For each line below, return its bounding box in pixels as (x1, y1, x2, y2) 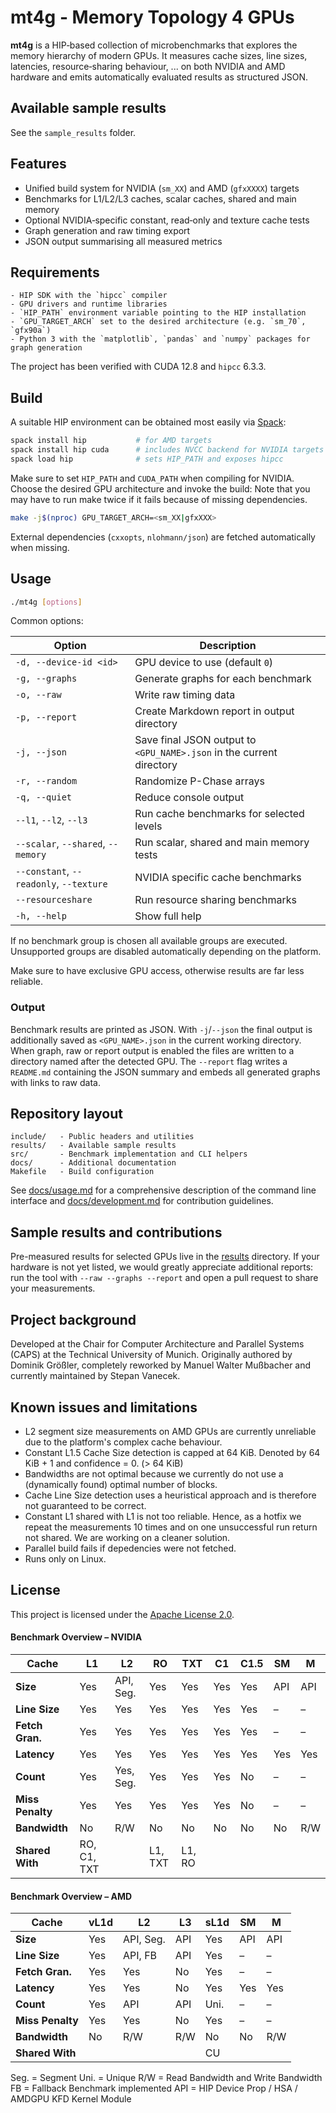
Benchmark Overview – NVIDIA (10, 1631, 143, 1643)
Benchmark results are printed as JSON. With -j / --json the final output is (10, 1023, 313, 1035)
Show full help (134, 909, 202, 923)
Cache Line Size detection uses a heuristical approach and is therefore (24, 1489, 317, 1501)
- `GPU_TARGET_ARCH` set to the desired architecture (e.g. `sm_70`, (10, 317, 307, 327)
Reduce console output (134, 791, 245, 805)
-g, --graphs (15, 673, 78, 685)
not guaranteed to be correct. (24, 1499, 147, 1511)
